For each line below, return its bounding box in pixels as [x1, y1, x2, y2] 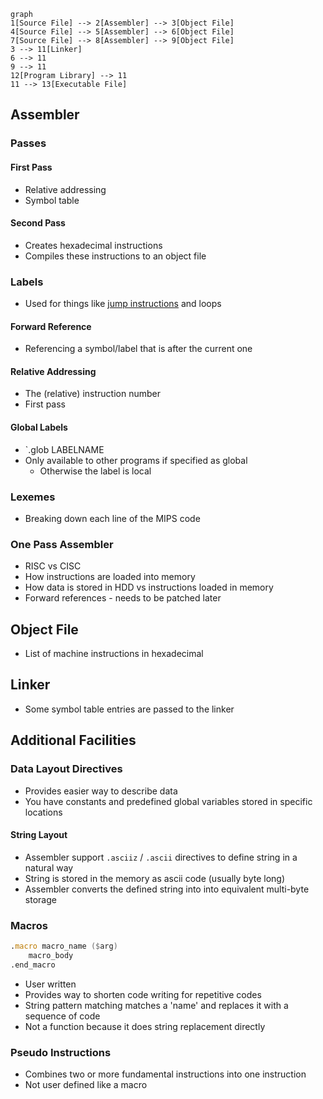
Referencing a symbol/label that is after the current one [24, 343, 253, 355]
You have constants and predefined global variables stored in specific [24, 795, 313, 807]
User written [24, 978, 77, 990]
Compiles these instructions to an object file [24, 250, 207, 262]
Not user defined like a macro [24, 1078, 148, 1090]
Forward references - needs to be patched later [24, 592, 222, 604]
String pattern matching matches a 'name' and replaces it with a [24, 999, 289, 1011]
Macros [10, 918, 48, 932]
